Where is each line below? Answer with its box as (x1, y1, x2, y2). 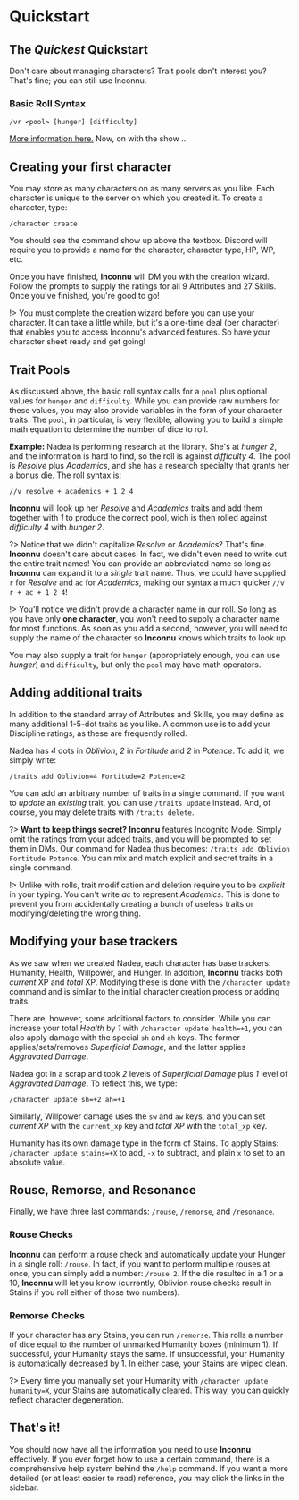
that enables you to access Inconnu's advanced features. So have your (9, 326, 270, 337)
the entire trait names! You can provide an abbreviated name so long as (9, 557, 272, 569)
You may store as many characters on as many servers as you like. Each (9, 183, 275, 194)
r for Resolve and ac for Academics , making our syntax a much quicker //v (9, 577, 285, 588)
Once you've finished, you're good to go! (9, 291, 161, 301)
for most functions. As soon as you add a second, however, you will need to (9, 623, 288, 633)
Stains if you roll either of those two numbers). (9, 1286, 180, 1298)
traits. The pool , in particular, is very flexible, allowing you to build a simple (9, 414, 284, 425)
